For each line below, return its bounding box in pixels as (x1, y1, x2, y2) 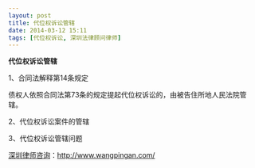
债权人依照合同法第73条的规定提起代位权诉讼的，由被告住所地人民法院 (8, 90, 241, 100)
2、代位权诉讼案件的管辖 (8, 116, 90, 127)
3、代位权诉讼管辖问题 (8, 134, 83, 143)
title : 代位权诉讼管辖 (8, 19, 76, 27)
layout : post (8, 11, 52, 20)
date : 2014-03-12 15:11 (8, 26, 88, 34)
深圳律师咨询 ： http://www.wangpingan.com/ (8, 151, 155, 160)
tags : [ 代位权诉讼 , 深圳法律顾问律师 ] (8, 33, 122, 42)
